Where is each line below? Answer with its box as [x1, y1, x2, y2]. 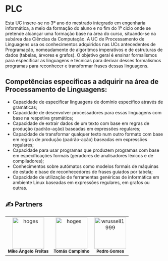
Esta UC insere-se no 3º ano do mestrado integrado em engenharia [5, 20, 146, 26]
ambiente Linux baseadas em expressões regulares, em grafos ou [12, 179, 150, 185]
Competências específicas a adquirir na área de [5, 77, 159, 86]
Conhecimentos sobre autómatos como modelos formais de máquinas [12, 163, 159, 169]
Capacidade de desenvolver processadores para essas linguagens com [12, 109, 162, 115]
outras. [12, 185, 28, 191]
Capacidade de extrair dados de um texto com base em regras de [12, 120, 150, 126]
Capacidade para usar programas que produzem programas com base [12, 147, 160, 153]
